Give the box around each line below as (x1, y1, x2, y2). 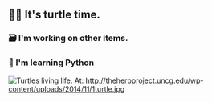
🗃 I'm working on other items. (8, 33, 128, 44)
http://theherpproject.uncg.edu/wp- (85, 75, 204, 85)
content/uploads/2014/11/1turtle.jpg (8, 84, 125, 93)
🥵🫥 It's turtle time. (8, 8, 100, 22)
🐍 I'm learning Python (8, 57, 95, 68)
